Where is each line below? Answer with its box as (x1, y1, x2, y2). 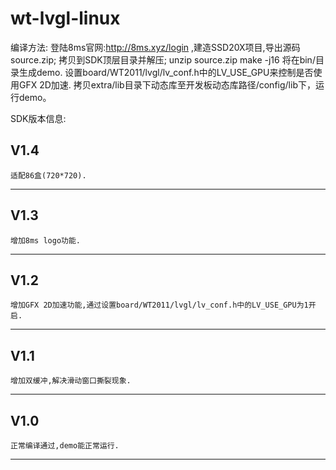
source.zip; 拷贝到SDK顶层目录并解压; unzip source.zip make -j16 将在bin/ (10, 53, 316, 66)
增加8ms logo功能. (10, 235, 81, 246)
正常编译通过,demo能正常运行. (10, 441, 120, 451)
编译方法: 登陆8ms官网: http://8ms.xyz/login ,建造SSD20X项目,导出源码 (10, 41, 301, 53)
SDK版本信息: (10, 112, 67, 124)
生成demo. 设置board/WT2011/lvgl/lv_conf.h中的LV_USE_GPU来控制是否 (18, 66, 314, 78)
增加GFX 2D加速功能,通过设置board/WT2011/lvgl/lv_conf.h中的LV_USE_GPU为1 (10, 300, 309, 311)
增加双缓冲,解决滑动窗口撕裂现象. (10, 376, 132, 386)
